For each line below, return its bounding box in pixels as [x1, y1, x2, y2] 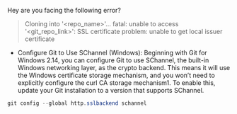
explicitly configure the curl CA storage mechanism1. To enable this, [17, 79, 216, 87]
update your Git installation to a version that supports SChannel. [17, 86, 204, 94]
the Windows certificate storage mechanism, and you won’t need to [17, 71, 216, 79]
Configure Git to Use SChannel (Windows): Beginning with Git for [17, 49, 207, 57]
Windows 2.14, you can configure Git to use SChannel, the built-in [17, 56, 209, 64]
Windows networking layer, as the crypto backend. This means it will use [17, 64, 231, 72]
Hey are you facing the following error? [7, 6, 122, 14]
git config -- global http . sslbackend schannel [7, 100, 147, 107]
